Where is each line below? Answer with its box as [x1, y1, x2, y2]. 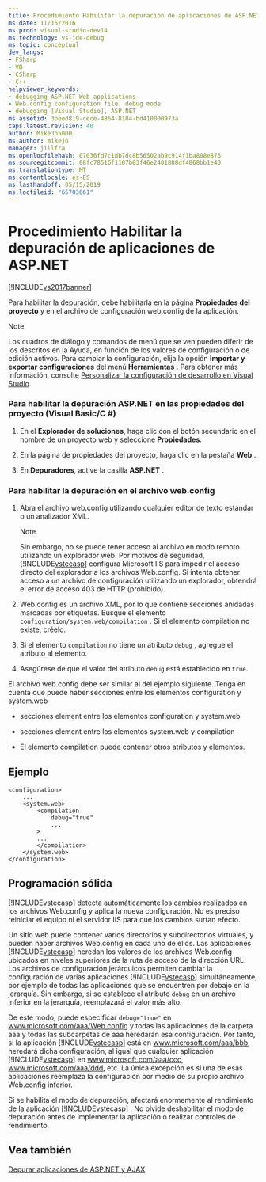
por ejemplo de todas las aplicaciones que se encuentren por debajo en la [8, 980, 250, 990]
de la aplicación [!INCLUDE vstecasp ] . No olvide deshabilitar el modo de [8, 1104, 244, 1113]
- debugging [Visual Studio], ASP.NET [8, 108, 136, 116]
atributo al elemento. [19, 648, 88, 658]
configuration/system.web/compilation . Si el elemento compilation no [19, 617, 250, 626]
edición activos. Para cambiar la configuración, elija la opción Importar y [8, 353, 245, 363]
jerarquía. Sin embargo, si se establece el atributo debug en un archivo [8, 989, 236, 998]
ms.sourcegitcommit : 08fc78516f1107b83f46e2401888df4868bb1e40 [8, 159, 222, 167]
